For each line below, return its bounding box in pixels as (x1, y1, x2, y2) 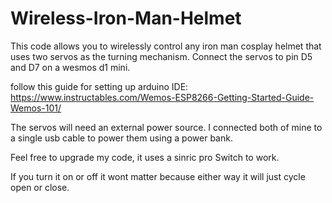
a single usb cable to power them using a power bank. (10, 132, 233, 144)
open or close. (10, 181, 70, 193)
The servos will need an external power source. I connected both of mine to (10, 121, 323, 133)
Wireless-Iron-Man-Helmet (10, 7, 242, 30)
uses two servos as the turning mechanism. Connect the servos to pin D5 (10, 50, 313, 62)
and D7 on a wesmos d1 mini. (10, 61, 131, 73)
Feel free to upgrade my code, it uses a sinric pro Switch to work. (10, 151, 280, 163)
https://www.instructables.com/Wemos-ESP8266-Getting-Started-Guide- (10, 91, 315, 103)
